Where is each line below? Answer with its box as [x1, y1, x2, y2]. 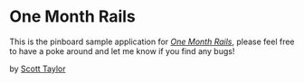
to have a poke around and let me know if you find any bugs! [9, 45, 235, 56]
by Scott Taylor [9, 63, 66, 74]
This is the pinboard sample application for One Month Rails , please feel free [9, 36, 296, 47]
